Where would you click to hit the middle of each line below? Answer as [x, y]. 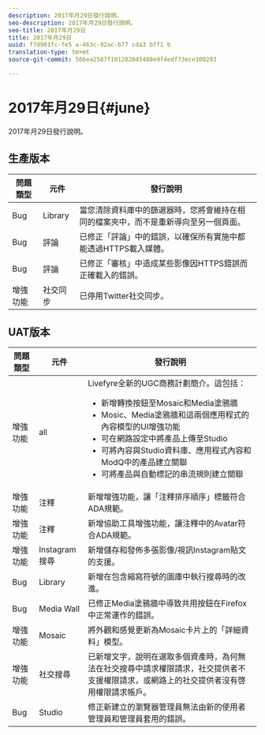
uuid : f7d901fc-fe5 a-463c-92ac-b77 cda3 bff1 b [90, 45]
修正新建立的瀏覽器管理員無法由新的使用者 [167, 707]
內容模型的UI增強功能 [141, 427]
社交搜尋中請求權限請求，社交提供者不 [175, 669]
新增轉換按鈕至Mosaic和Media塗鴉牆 [170, 403]
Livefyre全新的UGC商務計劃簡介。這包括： [167, 384]
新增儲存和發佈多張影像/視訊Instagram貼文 [167, 550]
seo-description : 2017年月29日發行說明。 [72, 23]
